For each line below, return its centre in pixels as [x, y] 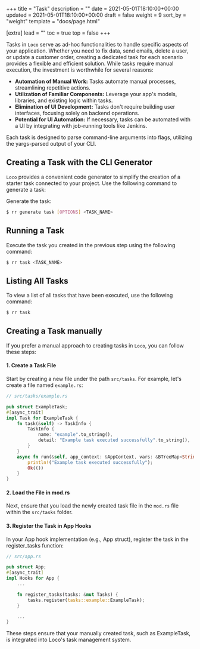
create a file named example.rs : [45, 385]
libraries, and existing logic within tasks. [64, 100]
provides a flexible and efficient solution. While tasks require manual [90, 63]
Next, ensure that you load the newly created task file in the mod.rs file [93, 506]
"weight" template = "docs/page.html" [53, 21]
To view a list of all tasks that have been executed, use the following [90, 296]
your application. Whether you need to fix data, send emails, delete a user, [97, 51]
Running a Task [35, 231]
